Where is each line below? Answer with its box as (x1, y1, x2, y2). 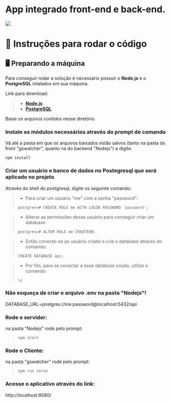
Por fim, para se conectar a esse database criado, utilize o (25, 262, 149, 269)
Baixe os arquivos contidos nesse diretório (5, 115, 95, 122)
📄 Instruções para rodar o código (5, 38, 147, 50)
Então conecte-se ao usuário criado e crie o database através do (25, 238, 162, 244)
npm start (17, 336, 39, 341)
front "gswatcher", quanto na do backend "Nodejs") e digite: (5, 146, 133, 152)
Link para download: (5, 90, 48, 97)
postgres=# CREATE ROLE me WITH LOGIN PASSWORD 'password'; (17, 205, 149, 210)
